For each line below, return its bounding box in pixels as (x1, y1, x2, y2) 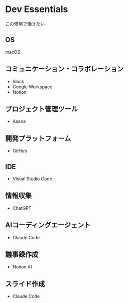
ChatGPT (12, 205, 32, 211)
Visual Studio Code (12, 176, 53, 182)
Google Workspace (12, 84, 53, 90)
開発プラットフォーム (5, 134, 71, 142)
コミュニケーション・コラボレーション (5, 65, 124, 73)
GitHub (12, 148, 28, 154)
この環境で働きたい (5, 21, 45, 27)
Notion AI (12, 264, 32, 270)
